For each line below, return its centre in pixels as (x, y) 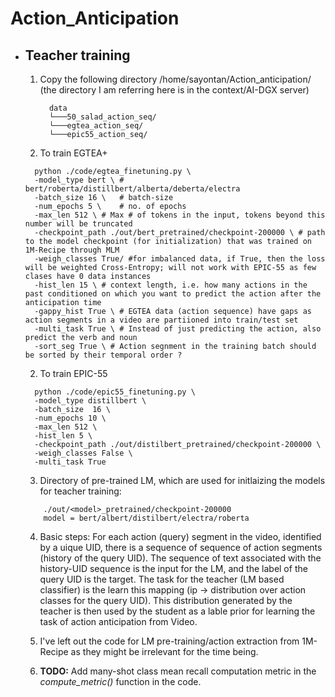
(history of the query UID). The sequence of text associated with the (180, 558)
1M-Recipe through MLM (72, 250)
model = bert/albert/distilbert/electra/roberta (146, 518)
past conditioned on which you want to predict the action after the (173, 294)
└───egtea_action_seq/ (96, 126)
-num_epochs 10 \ (70, 418)
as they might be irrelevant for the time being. (164, 651)
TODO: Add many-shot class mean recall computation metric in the (178, 671)
